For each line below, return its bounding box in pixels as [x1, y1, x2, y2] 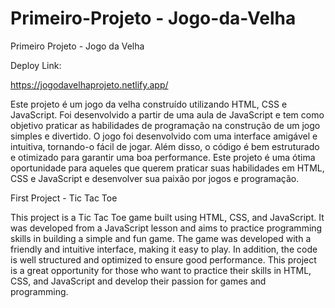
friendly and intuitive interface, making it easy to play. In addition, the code [10, 243, 318, 255]
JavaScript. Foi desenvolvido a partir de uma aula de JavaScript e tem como [10, 108, 325, 121]
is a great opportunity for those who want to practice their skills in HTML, [10, 264, 312, 276]
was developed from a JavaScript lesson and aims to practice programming [10, 222, 323, 234]
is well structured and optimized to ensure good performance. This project [10, 253, 317, 266]
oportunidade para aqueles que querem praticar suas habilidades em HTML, [10, 162, 325, 174]
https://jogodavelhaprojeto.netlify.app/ [10, 78, 169, 91]
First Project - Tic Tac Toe [10, 192, 118, 204]
